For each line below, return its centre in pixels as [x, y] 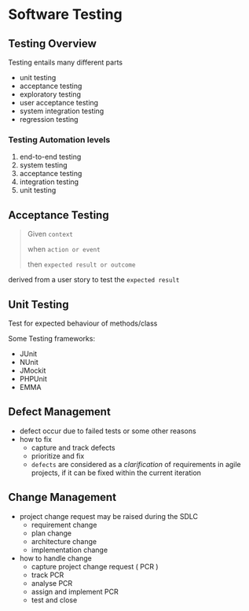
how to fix [36, 439]
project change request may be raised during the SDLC [109, 516]
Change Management [62, 497]
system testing [44, 165]
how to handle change [56, 558]
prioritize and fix [58, 456]
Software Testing [66, 15]
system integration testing [62, 111]
